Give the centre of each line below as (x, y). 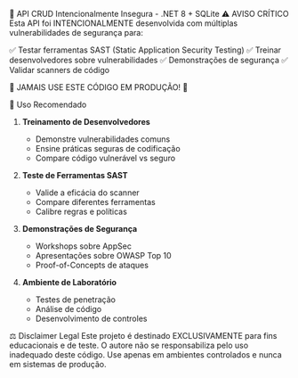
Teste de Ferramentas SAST (75, 175)
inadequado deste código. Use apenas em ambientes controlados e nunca (145, 355)
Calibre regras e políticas (81, 211)
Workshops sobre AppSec (83, 246)
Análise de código (68, 309)
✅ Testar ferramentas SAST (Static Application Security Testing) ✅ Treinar (145, 50)
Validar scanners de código (59, 70)
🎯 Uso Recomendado (48, 104)
